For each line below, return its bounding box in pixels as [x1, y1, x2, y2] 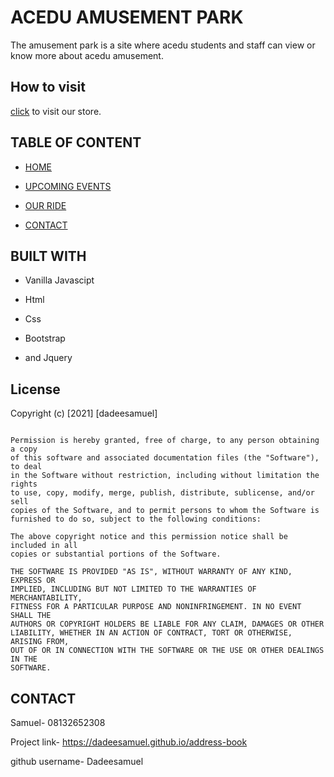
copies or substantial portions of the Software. [10, 549, 222, 560]
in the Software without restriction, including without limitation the [10, 471, 320, 481]
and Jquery [24, 352, 73, 364]
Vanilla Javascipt [24, 274, 95, 286]
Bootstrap [24, 332, 66, 345]
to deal [10, 462, 43, 472]
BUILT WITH [10, 247, 87, 265]
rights [10, 479, 38, 490]
